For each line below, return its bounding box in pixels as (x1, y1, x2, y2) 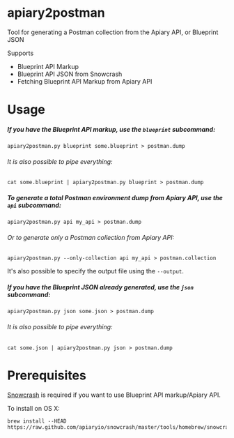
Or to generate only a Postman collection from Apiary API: (7, 233, 175, 241)
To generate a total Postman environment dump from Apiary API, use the (7, 193, 223, 202)
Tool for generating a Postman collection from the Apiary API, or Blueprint (7, 28, 219, 36)
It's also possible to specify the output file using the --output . (7, 267, 185, 275)
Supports (7, 49, 34, 57)
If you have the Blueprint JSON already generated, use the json (7, 283, 194, 292)
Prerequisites (7, 368, 87, 383)
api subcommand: (7, 201, 61, 209)
